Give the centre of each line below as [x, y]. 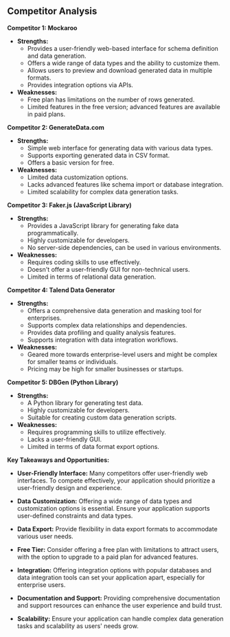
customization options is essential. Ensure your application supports [114, 508]
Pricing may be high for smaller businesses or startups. [105, 369]
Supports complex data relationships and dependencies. [107, 325]
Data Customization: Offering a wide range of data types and [104, 501]
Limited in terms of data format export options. [93, 446]
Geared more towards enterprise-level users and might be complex [122, 354]
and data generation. [57, 56]
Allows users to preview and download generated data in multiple [120, 70]
